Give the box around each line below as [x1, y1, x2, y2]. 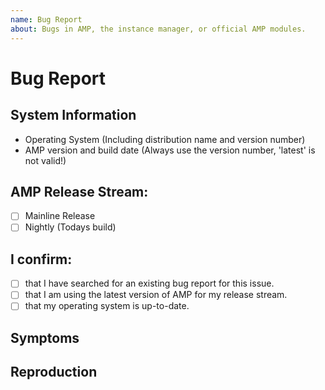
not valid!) [24, 154, 67, 166]
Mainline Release [24, 210, 96, 222]
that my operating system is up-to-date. [24, 300, 190, 312]
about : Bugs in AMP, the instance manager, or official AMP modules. [10, 24, 307, 34]
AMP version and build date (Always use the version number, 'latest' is [24, 144, 316, 156]
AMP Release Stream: [10, 183, 149, 200]
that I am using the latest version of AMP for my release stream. [24, 289, 288, 301]
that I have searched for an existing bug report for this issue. [24, 277, 275, 290]
